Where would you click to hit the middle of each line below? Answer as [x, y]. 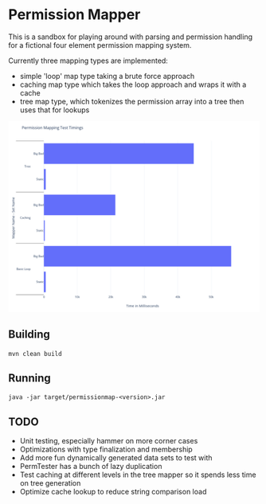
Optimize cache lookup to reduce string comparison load [113, 492]
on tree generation [50, 483]
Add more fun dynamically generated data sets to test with [116, 458]
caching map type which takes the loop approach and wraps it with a [133, 84]
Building [29, 335]
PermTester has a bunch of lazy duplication [91, 467]
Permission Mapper [74, 15]
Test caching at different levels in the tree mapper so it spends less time [138, 475]
